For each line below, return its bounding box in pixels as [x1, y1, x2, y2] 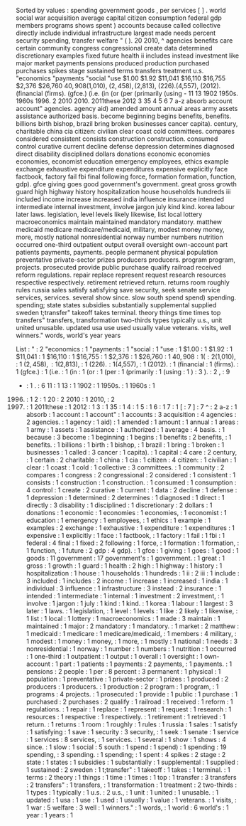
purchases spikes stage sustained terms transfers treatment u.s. [16, 67, 204, 75]
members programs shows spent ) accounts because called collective [16, 21, 221, 29]
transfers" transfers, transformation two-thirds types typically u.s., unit [16, 316, 223, 324]
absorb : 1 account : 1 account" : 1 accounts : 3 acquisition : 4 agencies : [26, 411, 237, 418]
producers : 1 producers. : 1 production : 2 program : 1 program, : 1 [26, 682, 219, 691]
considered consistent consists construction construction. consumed [16, 134, 218, 143]
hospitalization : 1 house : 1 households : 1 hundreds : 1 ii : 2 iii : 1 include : [26, 569, 240, 577]
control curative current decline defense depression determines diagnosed [16, 142, 235, 150]
